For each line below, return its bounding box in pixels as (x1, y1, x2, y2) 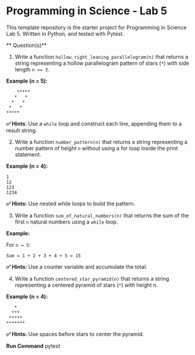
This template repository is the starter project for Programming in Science (6, 24, 187, 31)
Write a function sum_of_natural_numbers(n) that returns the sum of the (14, 212, 189, 219)
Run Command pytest (6, 342, 61, 349)
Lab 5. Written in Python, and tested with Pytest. (6, 30, 124, 37)
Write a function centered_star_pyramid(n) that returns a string (14, 275, 169, 282)
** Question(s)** (6, 42, 47, 49)
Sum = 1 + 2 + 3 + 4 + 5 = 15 (6, 253, 81, 259)
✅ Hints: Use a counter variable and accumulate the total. (6, 263, 147, 270)
